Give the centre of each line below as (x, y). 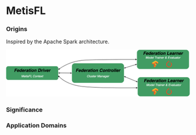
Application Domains (36, 126)
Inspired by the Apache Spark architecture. (58, 41)
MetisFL (26, 11)
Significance (24, 110)
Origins (17, 29)
